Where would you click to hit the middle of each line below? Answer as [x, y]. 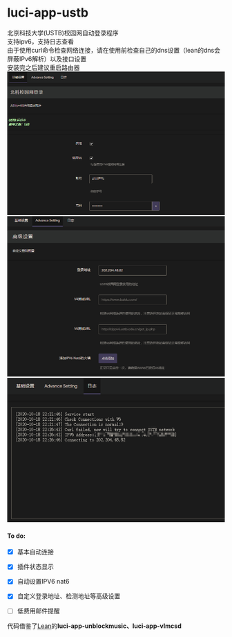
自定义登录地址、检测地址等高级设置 [69, 596]
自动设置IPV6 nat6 [43, 582]
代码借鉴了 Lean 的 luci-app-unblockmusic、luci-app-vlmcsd [94, 626]
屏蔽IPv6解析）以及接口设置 [47, 59]
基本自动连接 [35, 552]
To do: [17, 536]
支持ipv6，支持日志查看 [41, 41]
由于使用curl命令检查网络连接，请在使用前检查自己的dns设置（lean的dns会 [114, 50]
